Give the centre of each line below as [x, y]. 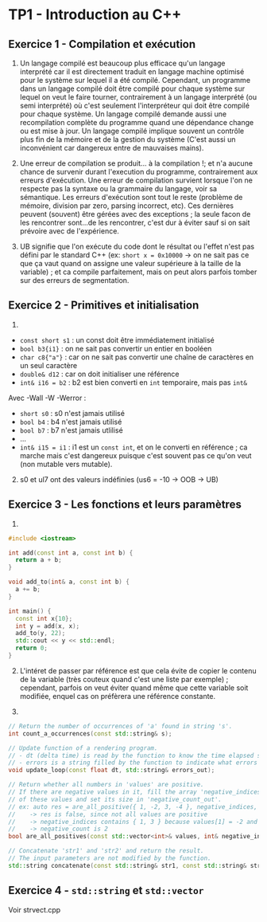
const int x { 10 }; [44, 618]
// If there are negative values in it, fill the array [103, 792]
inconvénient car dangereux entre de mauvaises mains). [112, 148]
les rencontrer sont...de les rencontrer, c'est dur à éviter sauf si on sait [135, 222]
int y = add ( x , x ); [48, 626]
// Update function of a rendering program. [83, 748]
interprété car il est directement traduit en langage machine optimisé [132, 72]
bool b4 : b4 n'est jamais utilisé [71, 422]
